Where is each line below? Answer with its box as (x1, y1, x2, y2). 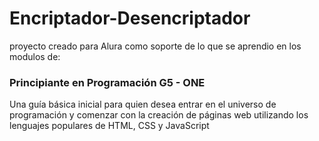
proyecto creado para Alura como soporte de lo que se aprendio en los (9, 40, 302, 52)
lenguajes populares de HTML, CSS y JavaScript (9, 120, 210, 132)
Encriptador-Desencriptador (9, 7, 251, 30)
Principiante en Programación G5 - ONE (9, 75, 206, 89)
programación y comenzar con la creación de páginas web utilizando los (9, 109, 309, 121)
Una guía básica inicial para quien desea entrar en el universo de (9, 98, 277, 111)
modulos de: (9, 50, 61, 62)
